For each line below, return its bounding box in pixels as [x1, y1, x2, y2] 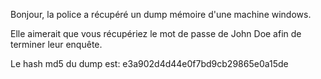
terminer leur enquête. [10, 39, 103, 50]
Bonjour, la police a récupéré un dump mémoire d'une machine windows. [10, 9, 312, 20]
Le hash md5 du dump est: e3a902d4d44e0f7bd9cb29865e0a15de [10, 58, 289, 69]
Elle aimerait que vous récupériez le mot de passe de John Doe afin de [10, 28, 302, 39]
